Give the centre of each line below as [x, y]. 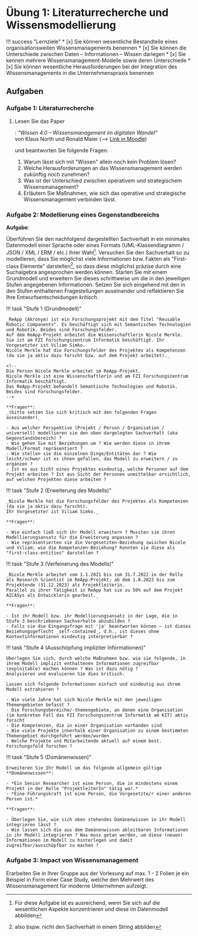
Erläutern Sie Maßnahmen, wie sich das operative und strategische [105, 193]
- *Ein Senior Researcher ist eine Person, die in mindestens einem [92, 784]
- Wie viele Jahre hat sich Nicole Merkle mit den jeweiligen [84, 700]
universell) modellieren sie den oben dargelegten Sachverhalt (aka [92, 433]
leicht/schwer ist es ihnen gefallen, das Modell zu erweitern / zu [92, 459]
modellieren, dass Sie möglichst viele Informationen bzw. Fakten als [88, 258]
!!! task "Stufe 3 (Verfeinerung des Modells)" [60, 564]
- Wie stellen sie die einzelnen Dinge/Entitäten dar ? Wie [82, 454]
